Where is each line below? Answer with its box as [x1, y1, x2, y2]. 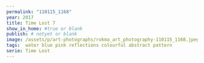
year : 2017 [6, 14, 34, 20]
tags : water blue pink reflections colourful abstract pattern [6, 43, 172, 49]
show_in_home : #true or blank [6, 25, 83, 32]
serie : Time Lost [6, 48, 50, 54]
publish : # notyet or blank [6, 31, 78, 37]
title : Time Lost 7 [6, 20, 56, 26]
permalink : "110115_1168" [6, 8, 72, 15]
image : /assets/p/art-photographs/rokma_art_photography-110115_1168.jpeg [6, 37, 200, 43]
